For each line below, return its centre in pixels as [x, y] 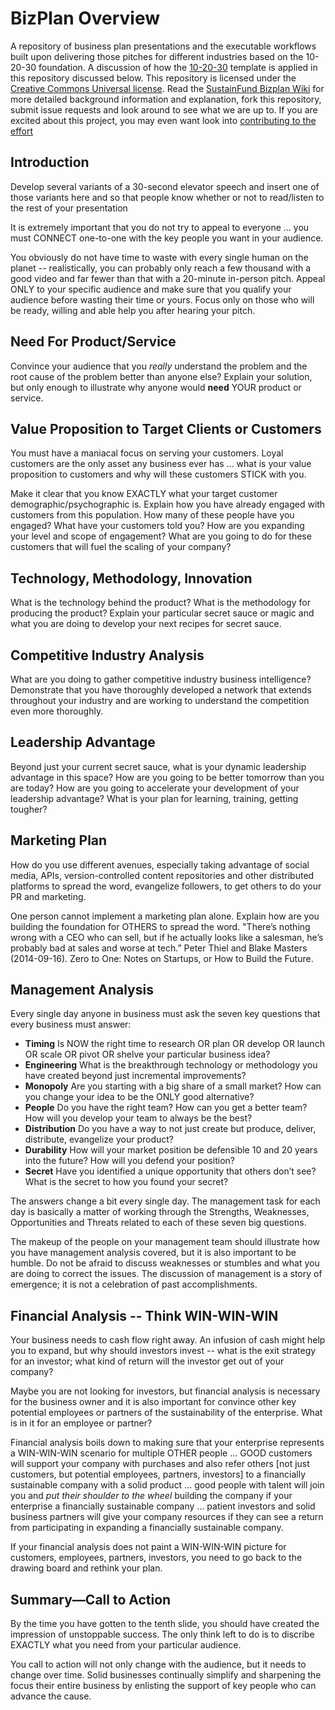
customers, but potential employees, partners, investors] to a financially [158, 1474]
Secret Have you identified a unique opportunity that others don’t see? [170, 1171]
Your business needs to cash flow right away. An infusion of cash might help [168, 1340]
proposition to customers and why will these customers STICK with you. [158, 474]
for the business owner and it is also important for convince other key [153, 1402]
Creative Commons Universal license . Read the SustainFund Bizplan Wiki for [167, 88]
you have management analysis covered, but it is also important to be [153, 1253]
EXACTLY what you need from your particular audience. [126, 1645]
